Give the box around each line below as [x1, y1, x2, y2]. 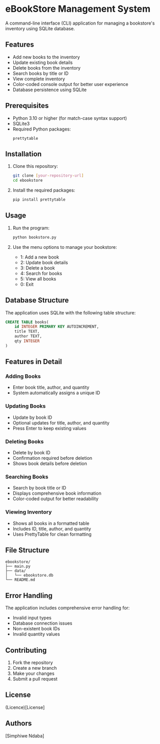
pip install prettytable [12, 197, 66, 202]
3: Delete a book [20, 265, 55, 271]
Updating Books [5, 402, 46, 410]
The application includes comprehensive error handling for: [5, 605, 130, 611]
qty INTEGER [14, 338, 40, 344]
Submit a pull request [12, 676, 58, 682]
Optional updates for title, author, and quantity [12, 419, 110, 426]
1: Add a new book [20, 254, 60, 260]
